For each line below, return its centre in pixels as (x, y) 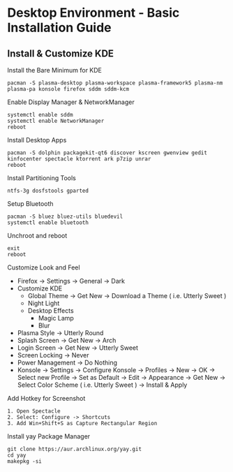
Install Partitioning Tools (42, 178)
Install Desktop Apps (37, 140)
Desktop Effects (51, 311)
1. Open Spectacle (34, 411)
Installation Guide (59, 28)
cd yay (17, 455)
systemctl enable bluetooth (48, 223)
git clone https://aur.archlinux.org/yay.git (74, 449)
